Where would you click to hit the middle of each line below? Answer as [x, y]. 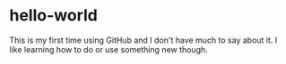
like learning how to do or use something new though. [108, 49]
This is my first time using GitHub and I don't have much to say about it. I [143, 40]
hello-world [54, 16]
